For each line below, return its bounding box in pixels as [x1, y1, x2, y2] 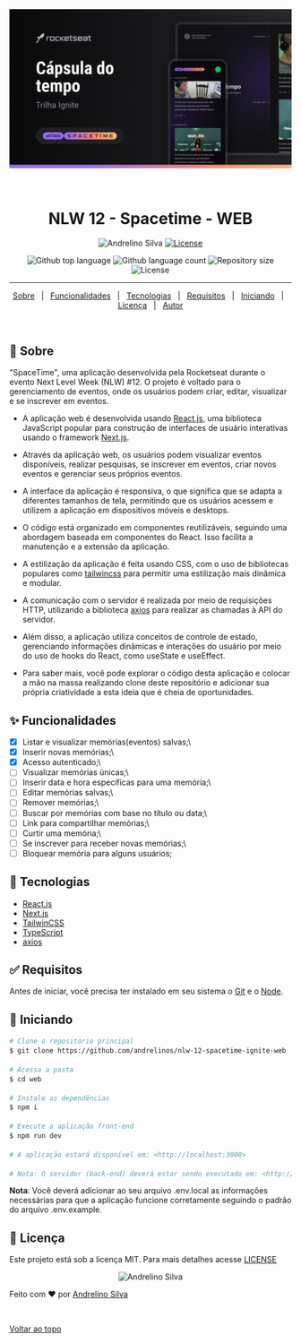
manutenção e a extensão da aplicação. [21, 541, 170, 552]
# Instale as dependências [9, 1093, 110, 1103]
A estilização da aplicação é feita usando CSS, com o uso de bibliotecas [21, 559, 289, 570]
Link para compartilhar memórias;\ [21, 817, 150, 828]
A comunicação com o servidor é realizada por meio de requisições [21, 595, 272, 606]
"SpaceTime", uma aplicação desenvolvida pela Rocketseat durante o [9, 367, 266, 378]
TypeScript [21, 926, 64, 937]
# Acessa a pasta [9, 1065, 74, 1074]
